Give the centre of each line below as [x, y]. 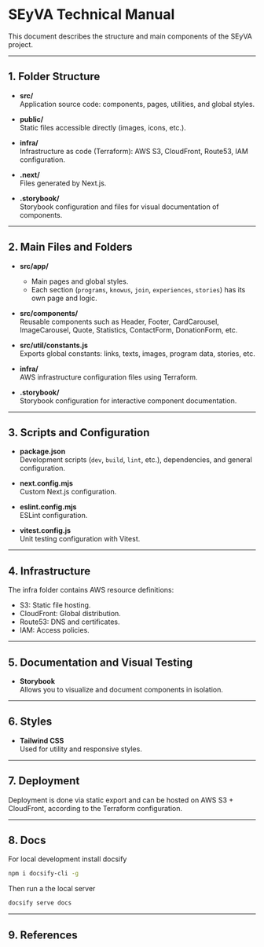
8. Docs [27, 841]
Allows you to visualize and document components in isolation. [121, 690]
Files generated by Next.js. [63, 183]
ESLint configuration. [53, 516]
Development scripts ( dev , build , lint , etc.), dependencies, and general [136, 460]
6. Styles [30, 722]
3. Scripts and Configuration [79, 433]
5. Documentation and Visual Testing [101, 662]
